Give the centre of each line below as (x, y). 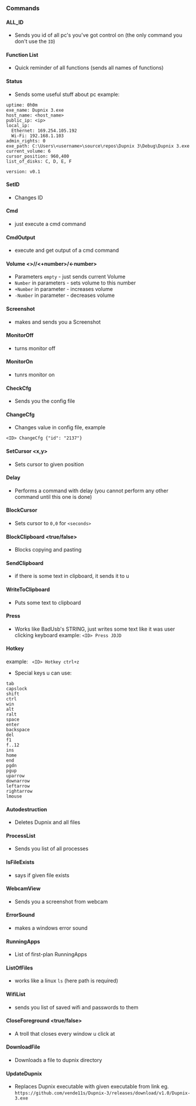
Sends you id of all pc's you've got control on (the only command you (98, 35)
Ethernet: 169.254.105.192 (44, 131)
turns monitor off (35, 348)
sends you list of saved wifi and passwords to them (76, 1007)
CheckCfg (19, 388)
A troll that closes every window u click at (65, 1033)
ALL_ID (15, 22)
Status (14, 81)
